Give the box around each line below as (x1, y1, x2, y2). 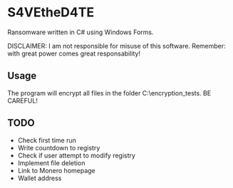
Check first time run (17, 136, 76, 145)
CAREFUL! (7, 96, 38, 105)
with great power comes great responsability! (7, 49, 141, 58)
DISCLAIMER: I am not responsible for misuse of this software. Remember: (7, 41, 226, 50)
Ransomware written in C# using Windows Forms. (7, 28, 154, 36)
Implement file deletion (17, 158, 86, 167)
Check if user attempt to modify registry (17, 151, 135, 160)
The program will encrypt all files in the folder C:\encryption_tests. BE (7, 88, 212, 97)
